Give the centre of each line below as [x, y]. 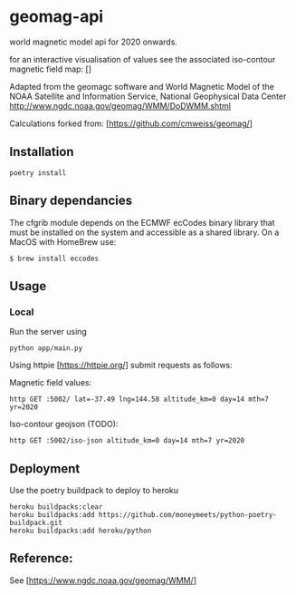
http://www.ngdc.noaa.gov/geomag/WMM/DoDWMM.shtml [120, 105]
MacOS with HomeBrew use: [63, 241]
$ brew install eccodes [54, 258]
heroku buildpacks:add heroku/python [81, 531]
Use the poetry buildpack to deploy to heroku [94, 491]
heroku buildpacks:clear [56, 507]
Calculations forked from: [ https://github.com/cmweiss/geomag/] [131, 123]
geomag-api [57, 17]
